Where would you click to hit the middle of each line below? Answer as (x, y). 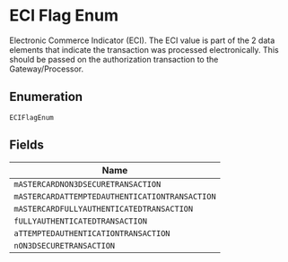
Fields (27, 145)
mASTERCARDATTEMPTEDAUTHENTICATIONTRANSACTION (115, 196)
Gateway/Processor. (47, 69)
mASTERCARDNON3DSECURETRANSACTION (87, 184)
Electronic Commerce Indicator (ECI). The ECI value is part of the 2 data (142, 40)
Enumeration (46, 97)
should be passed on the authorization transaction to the (114, 59)
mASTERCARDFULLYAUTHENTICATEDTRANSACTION (104, 208)
